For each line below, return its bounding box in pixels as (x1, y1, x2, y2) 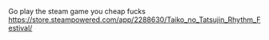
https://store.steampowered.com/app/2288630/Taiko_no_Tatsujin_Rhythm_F (8, 15, 261, 24)
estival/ (8, 24, 33, 32)
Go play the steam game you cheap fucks (8, 7, 146, 16)
